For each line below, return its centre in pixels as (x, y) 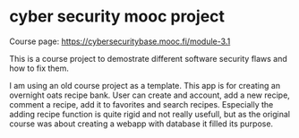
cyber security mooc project (117, 17)
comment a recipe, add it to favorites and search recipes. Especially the (141, 104)
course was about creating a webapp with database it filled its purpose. (141, 124)
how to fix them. (39, 68)
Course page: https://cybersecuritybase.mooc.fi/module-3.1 (120, 41)
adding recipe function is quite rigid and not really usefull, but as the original (150, 114)
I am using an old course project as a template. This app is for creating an (145, 85)
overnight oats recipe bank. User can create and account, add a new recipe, (150, 95)
